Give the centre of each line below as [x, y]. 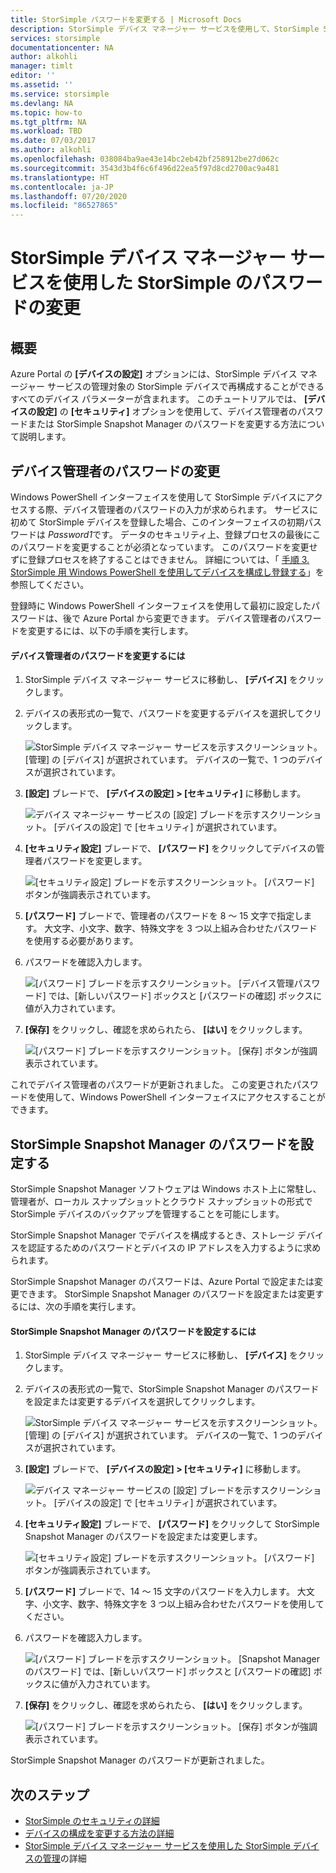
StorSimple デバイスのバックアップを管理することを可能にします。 [147, 1213]
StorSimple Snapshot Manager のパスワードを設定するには [133, 1331]
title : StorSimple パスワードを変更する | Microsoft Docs [126, 19]
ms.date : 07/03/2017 [53, 141]
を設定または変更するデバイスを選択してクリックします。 [142, 1402]
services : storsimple [55, 38]
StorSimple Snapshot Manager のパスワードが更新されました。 [140, 1760]
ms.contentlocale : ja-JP [62, 187]
